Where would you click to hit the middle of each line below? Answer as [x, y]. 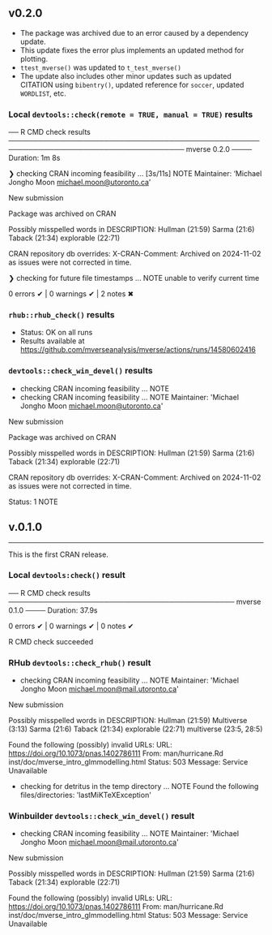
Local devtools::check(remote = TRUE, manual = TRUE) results [131, 114]
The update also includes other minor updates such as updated [126, 75]
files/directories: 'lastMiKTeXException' [86, 795]
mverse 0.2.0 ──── [219, 149]
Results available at [52, 341]
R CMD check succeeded [51, 641]
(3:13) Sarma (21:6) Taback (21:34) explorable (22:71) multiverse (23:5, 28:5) [136, 729]
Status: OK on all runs [56, 333]
